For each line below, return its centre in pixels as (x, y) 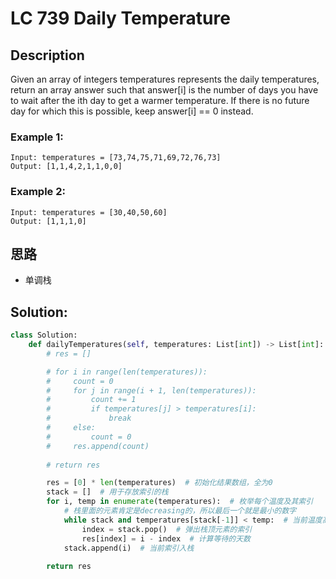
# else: (71, 428)
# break (89, 418)
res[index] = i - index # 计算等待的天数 (166, 538)
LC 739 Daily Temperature (120, 18)
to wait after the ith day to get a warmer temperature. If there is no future (160, 100)
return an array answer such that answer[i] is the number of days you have (164, 90)
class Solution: (44, 335)
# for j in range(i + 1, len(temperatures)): (151, 390)
